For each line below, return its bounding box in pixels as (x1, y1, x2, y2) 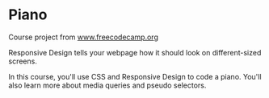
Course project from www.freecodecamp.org (8, 32, 159, 42)
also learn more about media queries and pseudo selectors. (8, 80, 207, 90)
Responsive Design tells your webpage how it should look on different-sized (8, 47, 262, 57)
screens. (8, 56, 38, 66)
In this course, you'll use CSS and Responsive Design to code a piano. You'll (8, 71, 262, 81)
